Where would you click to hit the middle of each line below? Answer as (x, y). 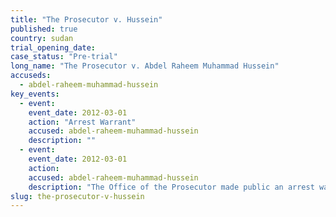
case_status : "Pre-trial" (64, 57)
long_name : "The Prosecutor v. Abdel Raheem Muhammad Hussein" (145, 66)
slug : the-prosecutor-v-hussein (77, 196)
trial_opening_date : (53, 47)
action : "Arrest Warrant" (82, 122)
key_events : (35, 94)
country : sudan (42, 38)
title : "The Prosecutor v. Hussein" (86, 19)
